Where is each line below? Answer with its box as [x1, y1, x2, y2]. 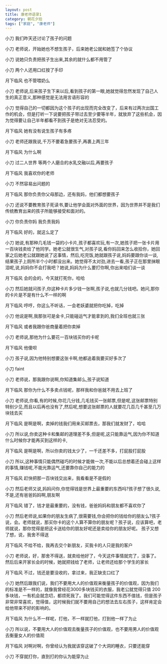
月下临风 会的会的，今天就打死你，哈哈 [5, 275, 85, 281]
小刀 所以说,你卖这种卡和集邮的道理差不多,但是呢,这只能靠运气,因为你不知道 [5, 431, 160, 437]
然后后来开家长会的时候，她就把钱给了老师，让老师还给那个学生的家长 [5, 559, 149, 565]
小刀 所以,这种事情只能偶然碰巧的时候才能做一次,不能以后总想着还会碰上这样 [5, 458, 162, 465]
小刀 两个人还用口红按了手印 [5, 67, 63, 73]
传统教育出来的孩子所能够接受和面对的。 [5, 208, 88, 214]
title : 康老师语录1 [5, 12, 42, 17]
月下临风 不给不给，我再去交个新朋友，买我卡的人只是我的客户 [5, 542, 133, 548]
